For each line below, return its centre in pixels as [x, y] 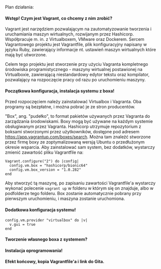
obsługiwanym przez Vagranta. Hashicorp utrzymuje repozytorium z [73, 126]
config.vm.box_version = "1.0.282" [45, 170]
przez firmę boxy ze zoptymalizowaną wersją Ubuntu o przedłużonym [75, 142]
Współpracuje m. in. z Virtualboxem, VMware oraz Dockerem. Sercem [75, 39]
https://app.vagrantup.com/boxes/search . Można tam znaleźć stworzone [78, 137]
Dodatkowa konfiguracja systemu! [40, 210]
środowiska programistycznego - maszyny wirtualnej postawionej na [74, 70]
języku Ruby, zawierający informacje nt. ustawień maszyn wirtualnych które [80, 50]
